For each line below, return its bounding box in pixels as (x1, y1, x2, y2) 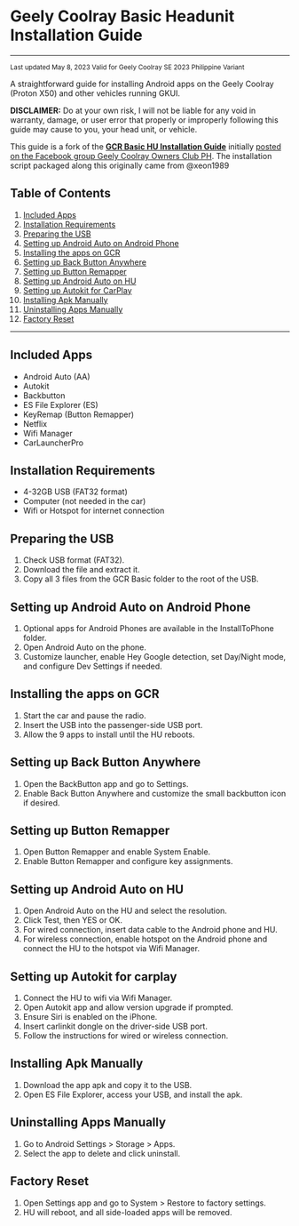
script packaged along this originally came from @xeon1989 (10, 160, 230, 171)
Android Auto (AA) (22, 371, 91, 381)
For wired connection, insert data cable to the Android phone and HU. (22, 925, 278, 935)
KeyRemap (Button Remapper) (22, 409, 135, 420)
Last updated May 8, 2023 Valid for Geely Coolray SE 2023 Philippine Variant (10, 62, 245, 72)
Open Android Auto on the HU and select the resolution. (22, 905, 227, 917)
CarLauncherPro (22, 437, 84, 448)
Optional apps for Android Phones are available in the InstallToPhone (22, 623, 274, 633)
